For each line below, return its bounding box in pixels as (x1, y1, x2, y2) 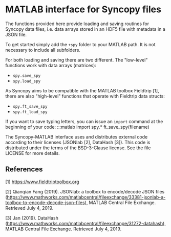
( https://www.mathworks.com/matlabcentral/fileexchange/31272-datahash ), (5, 220, 166, 226)
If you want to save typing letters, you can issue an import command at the (5, 118, 163, 124)
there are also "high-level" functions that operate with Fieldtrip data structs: (5, 93, 165, 99)
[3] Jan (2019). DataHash (5, 214, 59, 221)
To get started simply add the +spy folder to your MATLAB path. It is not (5, 41, 156, 47)
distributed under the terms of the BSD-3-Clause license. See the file (5, 145, 151, 151)
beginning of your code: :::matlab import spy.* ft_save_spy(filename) (5, 124, 149, 130)
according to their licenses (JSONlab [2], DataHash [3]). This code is (5, 139, 151, 145)
